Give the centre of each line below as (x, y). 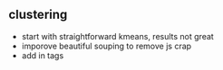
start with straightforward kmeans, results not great (117, 36)
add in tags (43, 55)
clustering (38, 15)
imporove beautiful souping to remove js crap (107, 46)
